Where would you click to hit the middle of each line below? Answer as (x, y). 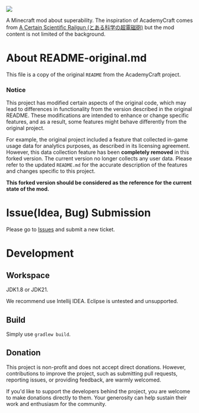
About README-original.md (77, 58)
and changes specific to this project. (51, 171)
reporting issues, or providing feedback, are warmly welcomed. (84, 380)
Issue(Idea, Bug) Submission (79, 213)
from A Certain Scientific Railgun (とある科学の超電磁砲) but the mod (90, 27)
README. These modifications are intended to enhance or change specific (97, 115)
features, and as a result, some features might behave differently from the (97, 122)
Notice (16, 90)
